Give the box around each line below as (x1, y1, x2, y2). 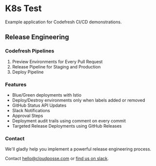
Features (5, 81, 27, 88)
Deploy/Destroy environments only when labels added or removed (12, 97, 145, 103)
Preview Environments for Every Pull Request (12, 59, 103, 65)
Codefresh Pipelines (5, 48, 55, 54)
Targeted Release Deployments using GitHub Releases (12, 123, 122, 129)
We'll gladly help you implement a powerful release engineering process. (5, 146, 152, 152)
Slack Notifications (12, 107, 50, 113)
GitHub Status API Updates (12, 102, 67, 108)
